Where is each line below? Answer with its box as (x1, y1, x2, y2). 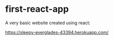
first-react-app (5, 3, 69, 15)
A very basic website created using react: (5, 20, 91, 26)
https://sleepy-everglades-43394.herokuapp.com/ (5, 29, 109, 35)
